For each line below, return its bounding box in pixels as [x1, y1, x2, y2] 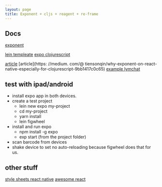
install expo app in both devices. [12, 93, 77, 99]
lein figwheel [19, 119, 45, 125]
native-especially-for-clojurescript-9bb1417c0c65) [5, 66, 105, 72]
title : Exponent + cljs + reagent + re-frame [5, 12, 98, 16]
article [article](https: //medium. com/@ [5, 61, 84, 67]
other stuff [5, 163, 38, 172]
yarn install [19, 114, 42, 119]
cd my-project [19, 108, 48, 114]
